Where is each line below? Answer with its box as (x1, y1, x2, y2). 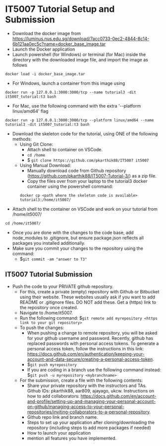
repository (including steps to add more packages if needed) (27, 425, 151, 431)
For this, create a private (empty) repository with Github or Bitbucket (19, 288, 160, 294)
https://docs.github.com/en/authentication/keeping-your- (27, 351, 145, 357)
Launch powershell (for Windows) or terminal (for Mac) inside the (12, 51, 146, 57)
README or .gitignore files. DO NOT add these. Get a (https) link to (19, 299, 157, 305)
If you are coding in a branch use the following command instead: (27, 367, 161, 373)
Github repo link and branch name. (27, 414, 98, 420)
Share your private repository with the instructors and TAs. (27, 383, 147, 389)
